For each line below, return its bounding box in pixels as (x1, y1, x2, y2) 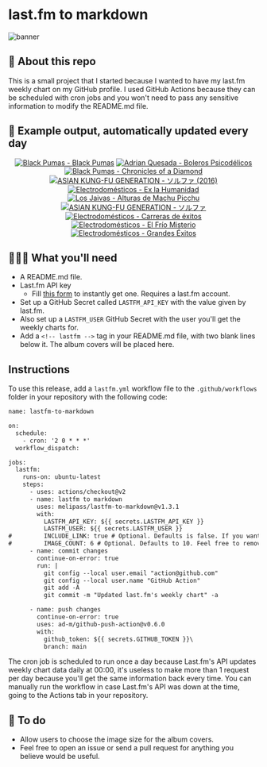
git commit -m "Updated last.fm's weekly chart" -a (43, 592, 219, 599)
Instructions (8, 363, 70, 376)
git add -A (43, 584, 80, 592)
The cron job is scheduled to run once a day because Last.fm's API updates (8, 657, 257, 666)
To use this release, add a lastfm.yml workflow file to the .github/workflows (8, 383, 257, 394)
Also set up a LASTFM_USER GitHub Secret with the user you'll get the (19, 314, 241, 324)
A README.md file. (19, 272, 83, 282)
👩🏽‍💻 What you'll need (8, 251, 118, 264)
